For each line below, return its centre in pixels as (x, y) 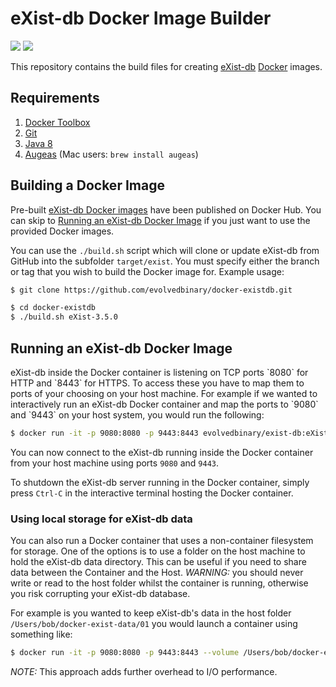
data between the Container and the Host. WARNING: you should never (157, 573)
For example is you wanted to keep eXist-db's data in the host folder (151, 613)
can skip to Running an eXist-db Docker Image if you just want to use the (160, 220)
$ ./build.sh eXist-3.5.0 (64, 317)
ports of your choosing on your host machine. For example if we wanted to (164, 393)
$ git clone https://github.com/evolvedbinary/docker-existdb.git (151, 290)
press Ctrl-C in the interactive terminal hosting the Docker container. (152, 493)
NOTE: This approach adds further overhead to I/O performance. (144, 672)
